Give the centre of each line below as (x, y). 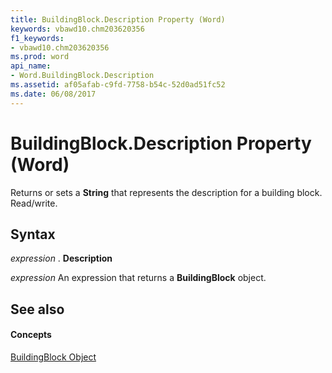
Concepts (31, 335)
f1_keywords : (37, 38)
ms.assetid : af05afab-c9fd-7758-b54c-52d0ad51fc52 (118, 85)
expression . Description (61, 258)
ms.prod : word (40, 57)
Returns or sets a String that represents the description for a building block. (166, 192)
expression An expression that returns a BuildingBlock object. (138, 278)
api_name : (31, 66)
